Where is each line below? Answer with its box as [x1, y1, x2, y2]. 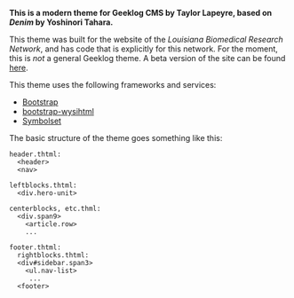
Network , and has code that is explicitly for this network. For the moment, [9, 43, 278, 54]
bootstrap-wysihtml [21, 106, 95, 116]
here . [9, 62, 28, 73]
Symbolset [21, 115, 62, 126]
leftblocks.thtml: [9, 181, 77, 190]
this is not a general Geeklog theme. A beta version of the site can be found [9, 53, 286, 63]
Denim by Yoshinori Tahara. [9, 17, 114, 27]
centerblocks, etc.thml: [9, 204, 101, 213]
